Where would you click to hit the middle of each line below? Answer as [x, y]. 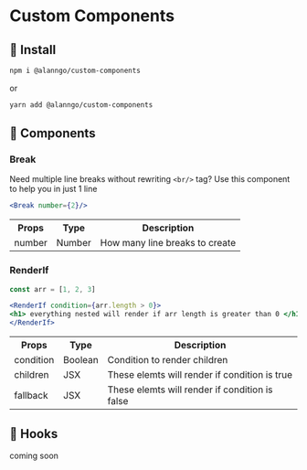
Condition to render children [168, 360]
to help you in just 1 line [53, 189]
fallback [31, 396]
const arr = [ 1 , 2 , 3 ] [53, 289]
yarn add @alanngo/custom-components [81, 105]
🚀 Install [33, 50]
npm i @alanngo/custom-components [75, 70]
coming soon [34, 455]
